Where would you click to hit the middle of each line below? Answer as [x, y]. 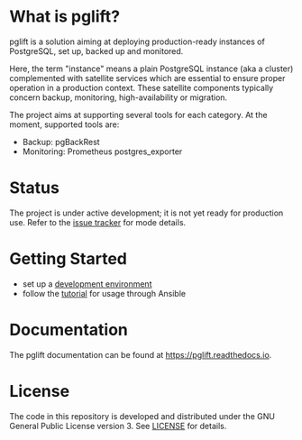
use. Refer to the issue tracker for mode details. [98, 222]
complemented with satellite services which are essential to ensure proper [147, 78]
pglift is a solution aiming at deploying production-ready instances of [137, 41]
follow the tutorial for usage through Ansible [104, 293]
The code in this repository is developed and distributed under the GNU [142, 416]
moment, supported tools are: [64, 124]
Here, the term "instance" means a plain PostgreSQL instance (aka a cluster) [151, 69]
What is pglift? [64, 17]
